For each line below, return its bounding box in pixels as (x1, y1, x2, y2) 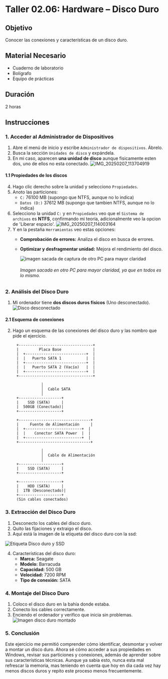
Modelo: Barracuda (20, 561, 61, 567)
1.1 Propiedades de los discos (5, 172, 68, 178)
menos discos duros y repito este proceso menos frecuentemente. (5, 668, 143, 674)
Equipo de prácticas (12, 76, 54, 82)
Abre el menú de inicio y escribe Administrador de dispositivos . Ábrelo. (12, 145, 163, 151)
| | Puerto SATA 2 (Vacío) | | (16, 365, 95, 370)
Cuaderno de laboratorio (12, 64, 64, 71)
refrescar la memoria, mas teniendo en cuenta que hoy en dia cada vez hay (5, 662, 161, 668)
